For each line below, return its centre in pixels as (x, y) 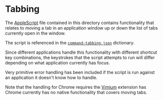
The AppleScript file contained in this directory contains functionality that (80, 23)
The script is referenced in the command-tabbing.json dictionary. (70, 42)
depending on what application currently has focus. (58, 63)
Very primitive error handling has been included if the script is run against (80, 72)
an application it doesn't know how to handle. (51, 77)
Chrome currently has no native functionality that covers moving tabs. (76, 92)
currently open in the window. (35, 33)
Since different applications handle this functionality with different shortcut (81, 52)
